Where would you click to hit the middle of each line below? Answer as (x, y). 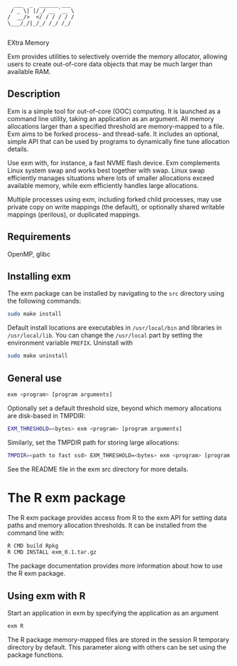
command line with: (36, 533)
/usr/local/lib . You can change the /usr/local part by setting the (105, 335)
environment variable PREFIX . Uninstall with (70, 343)
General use (35, 378)
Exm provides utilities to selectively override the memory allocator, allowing (117, 56)
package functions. (35, 655)
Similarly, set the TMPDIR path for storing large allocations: (93, 442)
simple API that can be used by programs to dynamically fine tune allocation (118, 141)
